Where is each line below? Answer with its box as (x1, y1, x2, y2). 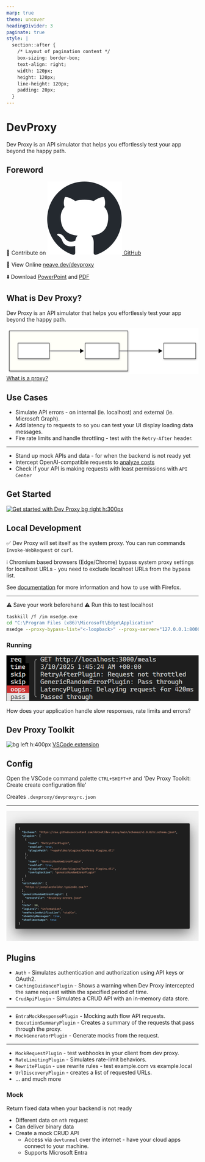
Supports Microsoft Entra (24, 1149, 88, 1156)
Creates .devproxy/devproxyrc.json (6, 793, 96, 801)
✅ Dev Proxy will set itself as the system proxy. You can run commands (6, 539, 185, 546)
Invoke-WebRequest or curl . (6, 546, 74, 554)
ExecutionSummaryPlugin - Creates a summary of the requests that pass (15, 1019, 195, 1027)
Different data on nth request (15, 1116, 88, 1124)
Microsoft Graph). (15, 415, 60, 422)
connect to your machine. (24, 1142, 89, 1150)
